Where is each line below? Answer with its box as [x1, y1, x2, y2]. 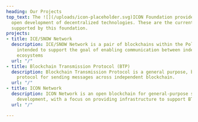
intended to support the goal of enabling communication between [16, 47, 181, 53]
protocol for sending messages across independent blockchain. [16, 74, 176, 80]
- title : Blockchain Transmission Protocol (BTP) [6, 63, 131, 70]
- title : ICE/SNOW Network [6, 36, 72, 42]
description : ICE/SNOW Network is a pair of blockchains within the [11, 42, 183, 48]
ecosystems [16, 52, 44, 58]
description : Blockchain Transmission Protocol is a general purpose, [11, 69, 189, 75]
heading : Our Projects [6, 8, 62, 15]
